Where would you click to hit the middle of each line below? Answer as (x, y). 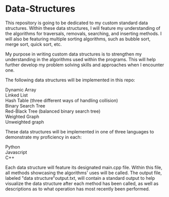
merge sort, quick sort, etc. (34, 44)
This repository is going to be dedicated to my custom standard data (77, 23)
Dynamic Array (21, 89)
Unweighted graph (25, 122)
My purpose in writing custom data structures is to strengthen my (74, 54)
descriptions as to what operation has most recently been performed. (78, 189)
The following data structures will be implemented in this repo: (70, 80)
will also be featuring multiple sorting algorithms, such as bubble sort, (78, 39)
